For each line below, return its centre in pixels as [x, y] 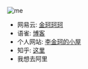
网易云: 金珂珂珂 [40, 25]
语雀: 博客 [31, 33]
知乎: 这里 [31, 50]
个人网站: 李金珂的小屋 [49, 42]
